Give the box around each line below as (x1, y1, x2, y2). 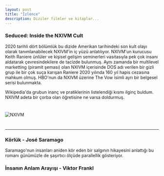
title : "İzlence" (5, 12, 41, 17)
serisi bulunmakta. (5, 79, 42, 85)
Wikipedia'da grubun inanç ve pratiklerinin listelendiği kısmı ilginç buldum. (5, 89, 154, 95)
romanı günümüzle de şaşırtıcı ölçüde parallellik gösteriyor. (5, 152, 123, 158)
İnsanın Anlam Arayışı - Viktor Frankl (5, 164, 94, 171)
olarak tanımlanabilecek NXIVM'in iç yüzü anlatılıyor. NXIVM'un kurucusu (5, 48, 152, 54)
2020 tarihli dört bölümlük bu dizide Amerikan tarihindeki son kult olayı (5, 43, 147, 49)
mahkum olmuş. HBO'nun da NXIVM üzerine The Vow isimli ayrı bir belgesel (5, 74, 158, 80)
